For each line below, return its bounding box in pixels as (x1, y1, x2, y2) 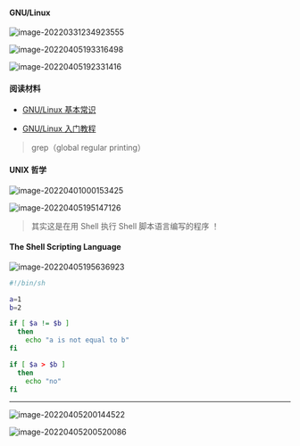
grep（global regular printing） (30, 143, 146, 153)
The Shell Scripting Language (9, 242, 122, 252)
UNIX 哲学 (9, 165, 47, 175)
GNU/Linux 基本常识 (21, 104, 96, 115)
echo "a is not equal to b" (25, 335, 129, 345)
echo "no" (25, 376, 62, 385)
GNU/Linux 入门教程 (21, 123, 96, 134)
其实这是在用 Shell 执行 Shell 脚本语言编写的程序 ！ (30, 220, 220, 231)
